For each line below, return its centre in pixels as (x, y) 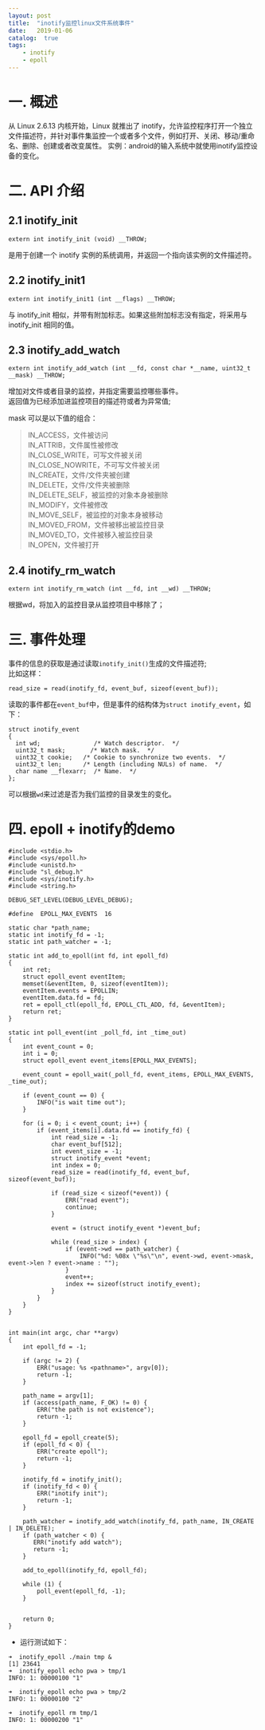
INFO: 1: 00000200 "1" (46, 1720)
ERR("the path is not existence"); (96, 1410)
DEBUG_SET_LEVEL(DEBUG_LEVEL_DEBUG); (71, 900)
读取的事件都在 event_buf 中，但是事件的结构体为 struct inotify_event (123, 705)
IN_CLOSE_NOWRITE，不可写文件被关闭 (94, 465)
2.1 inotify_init (43, 221)
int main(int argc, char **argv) (64, 1333)
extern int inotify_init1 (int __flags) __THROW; (92, 299)
